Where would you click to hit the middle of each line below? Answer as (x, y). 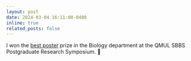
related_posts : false (33, 28)
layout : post (22, 12)
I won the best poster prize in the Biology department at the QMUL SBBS (96, 45)
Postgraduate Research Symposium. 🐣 (54, 52)
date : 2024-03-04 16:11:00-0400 (46, 17)
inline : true (22, 23)
